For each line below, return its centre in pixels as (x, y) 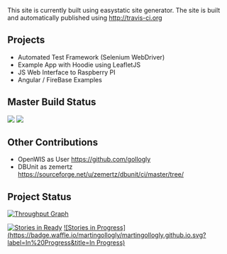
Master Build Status (52, 102)
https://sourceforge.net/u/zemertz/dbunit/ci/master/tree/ (101, 175)
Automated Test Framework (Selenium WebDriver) (91, 57)
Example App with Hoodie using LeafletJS (79, 65)
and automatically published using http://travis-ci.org (85, 18)
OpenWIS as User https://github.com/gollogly (84, 160)
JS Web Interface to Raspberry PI (66, 72)
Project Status (40, 197)
